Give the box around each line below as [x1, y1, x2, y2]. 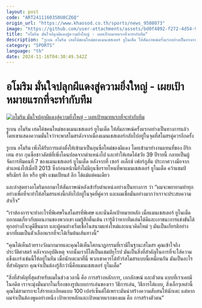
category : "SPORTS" [6, 43, 55, 49]
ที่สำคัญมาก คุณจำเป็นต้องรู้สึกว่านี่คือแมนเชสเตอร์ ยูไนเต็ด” [6, 262, 122, 269]
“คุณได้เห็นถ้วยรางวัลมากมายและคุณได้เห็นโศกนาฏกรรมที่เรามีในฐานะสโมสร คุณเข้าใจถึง [6, 241, 180, 248]
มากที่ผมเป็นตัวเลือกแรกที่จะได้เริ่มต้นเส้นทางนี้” [6, 229, 99, 236]
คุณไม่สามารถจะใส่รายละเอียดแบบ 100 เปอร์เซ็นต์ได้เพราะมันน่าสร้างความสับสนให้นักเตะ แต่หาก [6, 287, 195, 294]
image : [6, 25, 23, 32]
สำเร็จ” [6, 196, 20, 204]
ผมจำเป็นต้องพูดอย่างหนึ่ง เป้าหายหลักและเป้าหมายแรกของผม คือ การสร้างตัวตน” [6, 294, 164, 301]
